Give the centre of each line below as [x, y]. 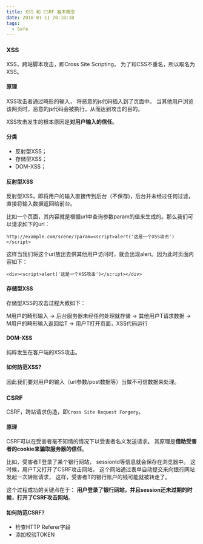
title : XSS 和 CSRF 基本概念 [41, 12]
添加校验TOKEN [35, 535]
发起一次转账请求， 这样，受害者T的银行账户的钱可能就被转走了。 [88, 477]
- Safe [20, 29]
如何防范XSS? [24, 367]
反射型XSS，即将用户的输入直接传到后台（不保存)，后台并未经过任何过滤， [100, 196]
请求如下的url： [31, 224]
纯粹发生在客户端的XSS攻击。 [43, 352]
